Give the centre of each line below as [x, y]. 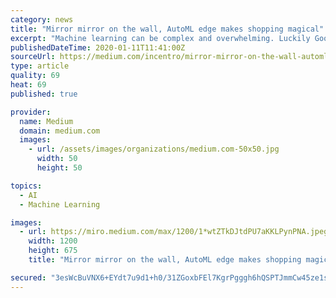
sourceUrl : [33, 57]
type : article [40, 66]
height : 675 [53, 251]
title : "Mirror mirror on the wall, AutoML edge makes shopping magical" [167, 29]
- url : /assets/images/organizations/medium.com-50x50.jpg [154, 149]
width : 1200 [53, 241]
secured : [28, 277]
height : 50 [59, 168]
